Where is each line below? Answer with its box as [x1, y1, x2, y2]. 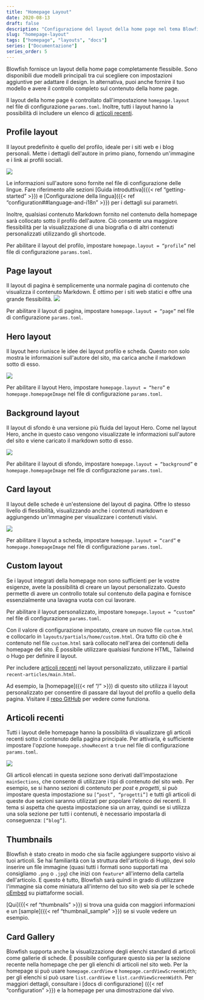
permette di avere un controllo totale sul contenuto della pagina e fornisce [6, 590, 191, 597]
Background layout [6, 408, 80, 418]
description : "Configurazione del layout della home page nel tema [6, 26, 181, 32]
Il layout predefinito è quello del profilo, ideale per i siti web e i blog [6, 143, 174, 150]
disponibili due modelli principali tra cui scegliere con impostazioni [6, 71, 173, 79]
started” [6, 192, 27, 200]
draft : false [6, 20, 39, 26]
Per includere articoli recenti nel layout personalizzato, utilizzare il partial [6, 664, 188, 671]
